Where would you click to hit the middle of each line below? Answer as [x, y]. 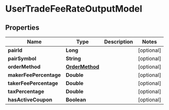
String [73, 59]
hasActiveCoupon [30, 100]
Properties [22, 28]
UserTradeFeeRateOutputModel [74, 9]
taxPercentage [26, 91]
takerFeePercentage [33, 83]
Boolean [76, 100]
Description [119, 42]
